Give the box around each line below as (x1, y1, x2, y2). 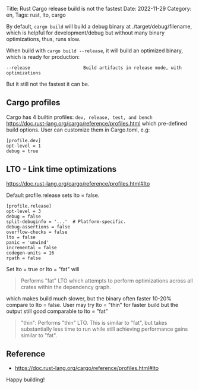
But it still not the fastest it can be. (6, 80, 90, 87)
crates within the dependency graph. (20, 283, 112, 290)
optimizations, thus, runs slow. (6, 36, 81, 42)
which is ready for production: (6, 54, 80, 60)
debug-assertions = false (6, 224, 70, 230)
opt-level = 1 (6, 143, 42, 149)
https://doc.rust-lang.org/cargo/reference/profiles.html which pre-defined (6, 120, 188, 127)
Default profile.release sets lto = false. (6, 192, 100, 199)
